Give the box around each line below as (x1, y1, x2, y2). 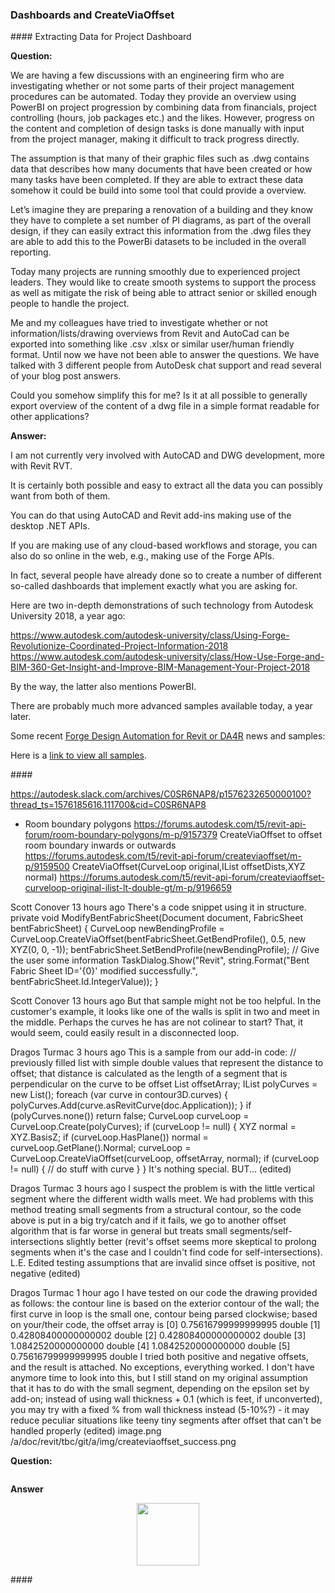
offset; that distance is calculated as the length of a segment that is (10, 1068, 288, 1080)
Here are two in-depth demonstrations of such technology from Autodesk (10, 599, 314, 612)
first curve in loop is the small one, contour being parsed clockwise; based (10, 1308, 318, 1320)
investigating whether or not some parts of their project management (10, 80, 295, 92)
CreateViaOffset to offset (219, 829, 323, 841)
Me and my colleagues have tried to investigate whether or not (10, 317, 268, 329)
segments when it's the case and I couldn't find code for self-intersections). (10, 1246, 323, 1258)
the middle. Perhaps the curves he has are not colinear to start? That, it (10, 1016, 304, 1028)
